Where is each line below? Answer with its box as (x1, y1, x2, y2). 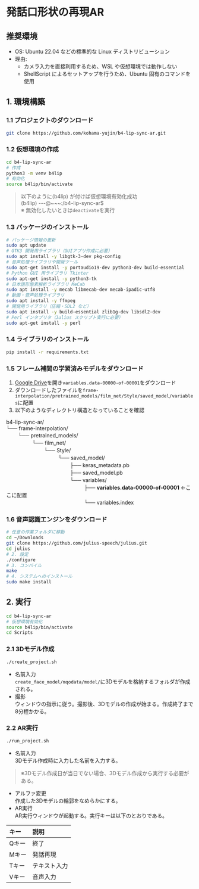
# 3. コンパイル (6, 562, 42, 568)
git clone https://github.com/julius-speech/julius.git (6, 540, 147, 546)
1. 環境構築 (6, 97, 46, 107)
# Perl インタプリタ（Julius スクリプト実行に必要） (6, 314, 124, 321)
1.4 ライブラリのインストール (6, 335, 90, 343)
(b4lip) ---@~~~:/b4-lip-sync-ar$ (20, 200, 104, 207)
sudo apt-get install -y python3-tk (6, 275, 97, 282)
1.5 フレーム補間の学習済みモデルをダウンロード (6, 364, 144, 372)
